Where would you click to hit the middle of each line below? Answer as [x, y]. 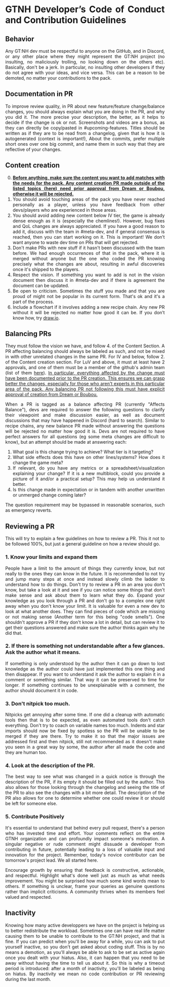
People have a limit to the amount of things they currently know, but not [85, 568]
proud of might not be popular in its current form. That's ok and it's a [89, 296]
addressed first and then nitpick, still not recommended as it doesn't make [85, 742]
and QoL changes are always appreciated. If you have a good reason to [89, 226]
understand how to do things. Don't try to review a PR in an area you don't [85, 584]
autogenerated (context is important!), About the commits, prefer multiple [85, 139]
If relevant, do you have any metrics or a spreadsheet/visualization [89, 468]
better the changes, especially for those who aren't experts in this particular [85, 384]
